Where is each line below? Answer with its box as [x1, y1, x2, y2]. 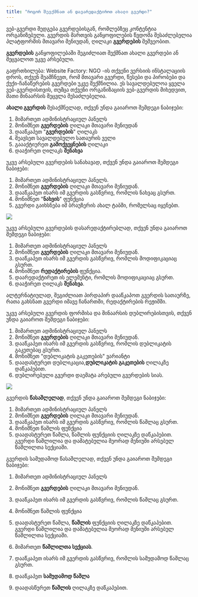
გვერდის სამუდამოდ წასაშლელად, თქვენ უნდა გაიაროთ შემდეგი [6, 455, 173, 462]
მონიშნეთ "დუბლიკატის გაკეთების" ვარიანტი [14, 352, 130, 360]
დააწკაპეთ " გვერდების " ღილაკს [14, 128, 98, 135]
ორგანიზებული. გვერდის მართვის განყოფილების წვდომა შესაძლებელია [6, 31, 193, 39]
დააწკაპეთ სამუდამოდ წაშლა [14, 572, 90, 580]
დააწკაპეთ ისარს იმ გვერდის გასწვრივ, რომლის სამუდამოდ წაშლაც [14, 554, 189, 562]
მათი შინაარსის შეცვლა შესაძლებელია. [6, 92, 107, 99]
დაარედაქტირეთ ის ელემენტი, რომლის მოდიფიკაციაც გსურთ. [14, 274, 175, 281]
